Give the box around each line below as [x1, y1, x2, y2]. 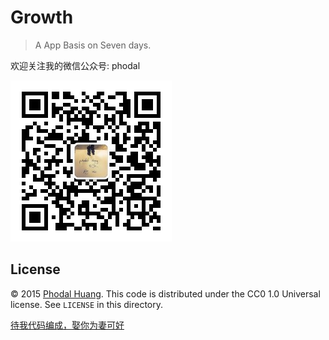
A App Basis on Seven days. [34, 39, 152, 51]
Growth [10, 6, 74, 29]
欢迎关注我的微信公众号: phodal [10, 59, 141, 71]
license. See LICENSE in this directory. [10, 298, 163, 310]
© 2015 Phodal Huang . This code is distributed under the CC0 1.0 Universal [10, 287, 321, 300]
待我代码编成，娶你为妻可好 [10, 319, 125, 331]
